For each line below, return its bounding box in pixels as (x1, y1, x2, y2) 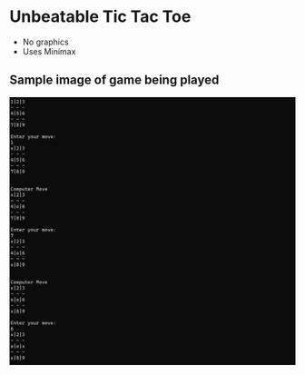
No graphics (22, 36, 70, 47)
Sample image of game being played (9, 73, 220, 88)
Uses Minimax (22, 45, 76, 56)
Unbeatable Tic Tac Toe (9, 6, 192, 27)
